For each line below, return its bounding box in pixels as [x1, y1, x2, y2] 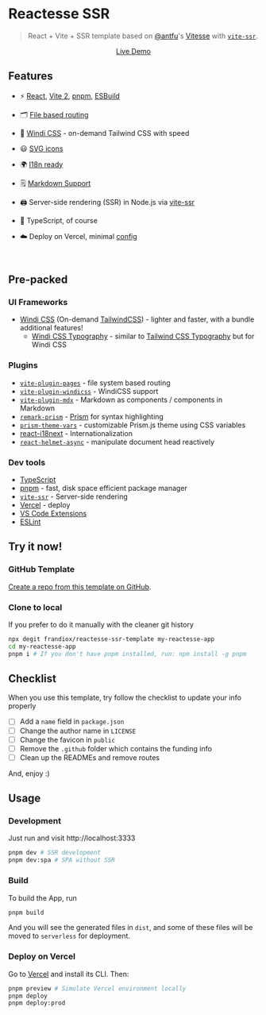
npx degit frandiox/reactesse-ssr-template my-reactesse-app [8, 635, 215, 643]
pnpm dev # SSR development [8, 849, 102, 857]
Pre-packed [8, 273, 68, 287]
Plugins [8, 360, 38, 371]
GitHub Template [8, 564, 75, 575]
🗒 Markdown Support [19, 178, 91, 187]
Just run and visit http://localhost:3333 [8, 833, 136, 843]
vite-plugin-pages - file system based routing [19, 378, 171, 388]
